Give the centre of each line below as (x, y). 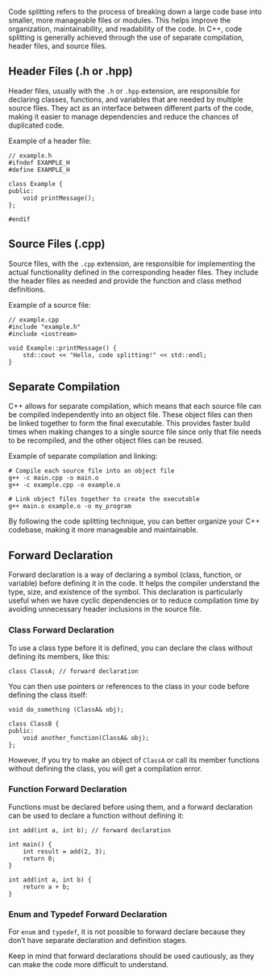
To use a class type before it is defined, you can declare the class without (131, 648)
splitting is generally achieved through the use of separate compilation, (126, 37)
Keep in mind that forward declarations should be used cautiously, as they (131, 956)
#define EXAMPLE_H (39, 170)
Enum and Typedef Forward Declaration (88, 914)
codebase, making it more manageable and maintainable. (104, 530)
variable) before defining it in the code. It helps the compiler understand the (134, 583)
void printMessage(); (59, 198)
